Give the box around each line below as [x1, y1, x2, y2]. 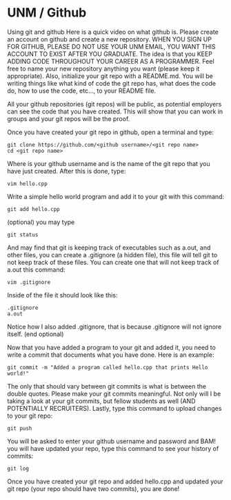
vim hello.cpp [7, 180, 48, 187]
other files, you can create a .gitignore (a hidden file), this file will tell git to [7, 250, 218, 259]
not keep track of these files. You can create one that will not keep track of [7, 258, 219, 266]
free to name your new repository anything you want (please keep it [7, 64, 200, 73]
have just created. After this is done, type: [7, 167, 126, 175]
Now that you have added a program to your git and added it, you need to [7, 343, 216, 351]
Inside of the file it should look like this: [7, 290, 118, 299]
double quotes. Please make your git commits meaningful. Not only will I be [7, 389, 221, 398]
